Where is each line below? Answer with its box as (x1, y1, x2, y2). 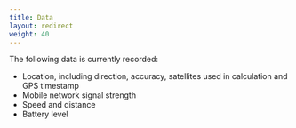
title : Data (9, 12, 53, 22)
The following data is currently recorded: (9, 54, 158, 65)
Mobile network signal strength (21, 90, 136, 100)
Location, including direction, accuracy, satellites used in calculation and (21, 71, 288, 82)
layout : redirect (9, 21, 74, 30)
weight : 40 (9, 29, 50, 38)
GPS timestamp (21, 81, 80, 92)
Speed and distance (21, 100, 96, 110)
